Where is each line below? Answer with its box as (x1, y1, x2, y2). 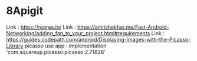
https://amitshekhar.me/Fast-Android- (77, 23, 169, 30)
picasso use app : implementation (24, 42, 107, 49)
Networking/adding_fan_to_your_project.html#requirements (6, 29, 150, 36)
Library (6, 42, 24, 49)
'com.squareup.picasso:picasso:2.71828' (6, 48, 106, 55)
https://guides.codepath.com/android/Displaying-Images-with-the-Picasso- (6, 36, 191, 43)
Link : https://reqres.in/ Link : (6, 23, 76, 30)
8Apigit (6, 4, 43, 18)
